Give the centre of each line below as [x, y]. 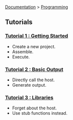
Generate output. [29, 85]
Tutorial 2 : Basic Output [34, 69]
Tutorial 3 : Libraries [29, 97]
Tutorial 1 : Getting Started [36, 36]
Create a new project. [34, 46]
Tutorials [19, 22]
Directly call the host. [33, 80]
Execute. [21, 57]
